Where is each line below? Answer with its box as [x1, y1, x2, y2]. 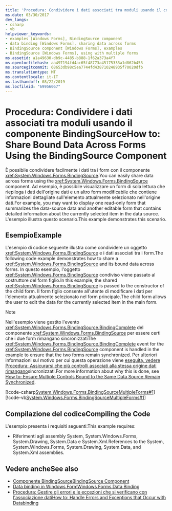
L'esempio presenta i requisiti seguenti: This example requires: [5, 423, 136, 429]
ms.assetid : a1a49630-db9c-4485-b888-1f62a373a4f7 [5, 55, 116, 61]
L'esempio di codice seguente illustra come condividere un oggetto [5, 245, 147, 251]
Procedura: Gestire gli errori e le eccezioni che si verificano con [12, 489, 147, 495]
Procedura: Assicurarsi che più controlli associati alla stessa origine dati [5, 363, 157, 369]
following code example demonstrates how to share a [5, 255, 119, 262]
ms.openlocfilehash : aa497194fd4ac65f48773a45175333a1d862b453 [5, 60, 143, 65]
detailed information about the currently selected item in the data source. [5, 210, 160, 216]
